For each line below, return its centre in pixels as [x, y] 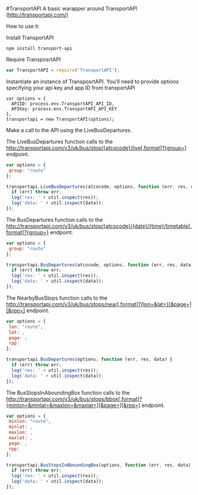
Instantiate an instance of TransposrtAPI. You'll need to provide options [93, 81]
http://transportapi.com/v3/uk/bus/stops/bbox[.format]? [74, 399]
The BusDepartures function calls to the [55, 219]
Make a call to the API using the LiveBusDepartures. [69, 130]
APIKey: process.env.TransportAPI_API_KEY [64, 109]
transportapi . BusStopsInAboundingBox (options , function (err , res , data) [99, 465]
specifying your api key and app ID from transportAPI [71, 87]
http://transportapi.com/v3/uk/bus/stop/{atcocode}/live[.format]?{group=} [96, 147]
